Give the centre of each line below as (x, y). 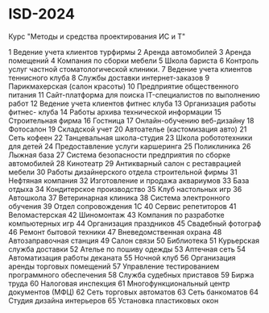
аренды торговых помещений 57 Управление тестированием (114, 266)
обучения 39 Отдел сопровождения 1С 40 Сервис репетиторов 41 (122, 206)
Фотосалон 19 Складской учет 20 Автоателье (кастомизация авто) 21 (128, 129)
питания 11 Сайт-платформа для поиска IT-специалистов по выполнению (134, 94)
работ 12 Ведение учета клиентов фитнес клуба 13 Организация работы (132, 103)
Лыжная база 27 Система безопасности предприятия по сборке (120, 155)
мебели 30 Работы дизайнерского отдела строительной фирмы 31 (123, 172)
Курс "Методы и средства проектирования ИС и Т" (97, 36)
